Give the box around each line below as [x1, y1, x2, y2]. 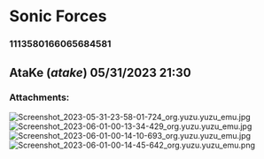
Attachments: [9, 91, 70, 103]
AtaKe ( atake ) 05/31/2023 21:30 [9, 64, 192, 80]
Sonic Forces [9, 6, 107, 26]
